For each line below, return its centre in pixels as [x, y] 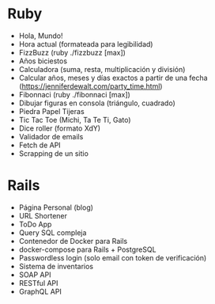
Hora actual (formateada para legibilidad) [86, 44]
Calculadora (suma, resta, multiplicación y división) [102, 69]
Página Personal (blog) [56, 207]
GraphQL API [40, 291]
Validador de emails [51, 136]
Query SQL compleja [53, 232]
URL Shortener [43, 215]
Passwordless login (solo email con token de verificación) [113, 257]
